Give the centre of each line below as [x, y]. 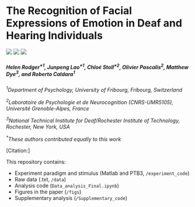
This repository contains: [36, 161]
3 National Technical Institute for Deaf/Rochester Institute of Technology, [93, 120]
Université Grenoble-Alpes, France [48, 108]
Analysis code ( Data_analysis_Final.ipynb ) [67, 185]
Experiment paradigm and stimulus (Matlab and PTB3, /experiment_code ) [102, 173]
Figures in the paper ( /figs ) [48, 192]
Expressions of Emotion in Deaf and [94, 23]
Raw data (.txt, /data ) [40, 179]
